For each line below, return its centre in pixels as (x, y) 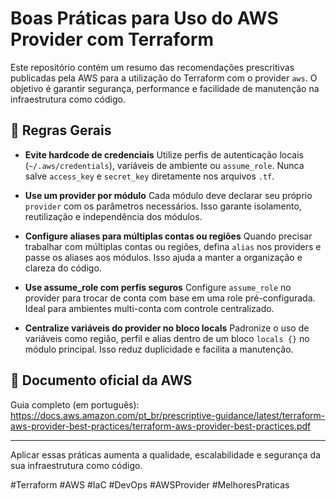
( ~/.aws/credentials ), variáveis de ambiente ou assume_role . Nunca (164, 165)
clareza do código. (63, 268)
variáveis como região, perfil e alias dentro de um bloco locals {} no (167, 338)
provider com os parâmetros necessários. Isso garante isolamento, (163, 206)
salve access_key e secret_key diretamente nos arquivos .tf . (149, 176)
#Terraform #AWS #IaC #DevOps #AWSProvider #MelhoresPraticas (150, 484)
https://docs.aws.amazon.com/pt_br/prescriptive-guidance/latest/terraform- (168, 415)
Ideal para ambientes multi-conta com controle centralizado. (149, 308)
